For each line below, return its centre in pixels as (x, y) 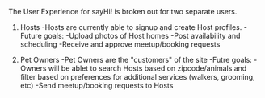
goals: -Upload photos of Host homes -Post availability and (142, 36)
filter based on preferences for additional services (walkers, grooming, (137, 77)
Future (31, 36)
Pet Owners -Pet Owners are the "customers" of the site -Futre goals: (136, 60)
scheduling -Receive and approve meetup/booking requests (120, 44)
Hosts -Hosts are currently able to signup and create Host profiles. (131, 27)
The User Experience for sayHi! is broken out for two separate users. (123, 12)
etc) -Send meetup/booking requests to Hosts (97, 85)
